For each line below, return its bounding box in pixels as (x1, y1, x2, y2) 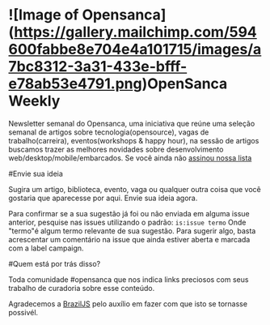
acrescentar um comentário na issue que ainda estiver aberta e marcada (8, 234, 251, 244)
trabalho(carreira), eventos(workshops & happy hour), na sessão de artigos (8, 135, 259, 145)
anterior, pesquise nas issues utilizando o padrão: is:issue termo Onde (8, 217, 247, 227)
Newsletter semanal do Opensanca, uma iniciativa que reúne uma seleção (8, 118, 255, 128)
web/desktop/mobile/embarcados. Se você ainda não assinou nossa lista (8, 152, 252, 163)
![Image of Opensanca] (8, 6, 167, 24)
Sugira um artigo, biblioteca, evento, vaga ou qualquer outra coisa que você (8, 184, 261, 194)
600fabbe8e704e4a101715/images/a (8, 41, 262, 58)
